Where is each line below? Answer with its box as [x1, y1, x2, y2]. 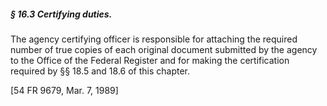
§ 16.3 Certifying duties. [10, 8, 113, 20]
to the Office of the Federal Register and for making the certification [10, 54, 290, 66]
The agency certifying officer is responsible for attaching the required [10, 33, 298, 45]
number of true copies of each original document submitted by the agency [10, 43, 318, 55]
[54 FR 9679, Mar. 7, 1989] [10, 84, 119, 96]
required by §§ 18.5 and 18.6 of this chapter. [10, 65, 191, 77]
